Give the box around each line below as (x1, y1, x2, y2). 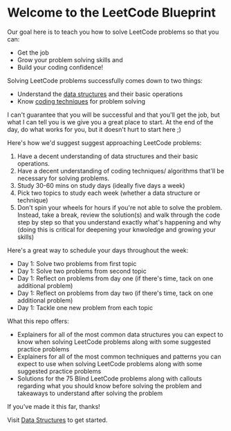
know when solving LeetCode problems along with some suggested (17, 337, 211, 346)
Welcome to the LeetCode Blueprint (7, 5, 216, 21)
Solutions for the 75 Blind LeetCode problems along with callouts (17, 374, 203, 383)
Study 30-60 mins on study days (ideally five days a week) (17, 181, 185, 189)
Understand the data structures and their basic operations (17, 90, 183, 98)
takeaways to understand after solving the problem (17, 389, 163, 397)
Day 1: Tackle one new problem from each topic (17, 303, 154, 312)
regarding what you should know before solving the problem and (17, 381, 202, 390)
